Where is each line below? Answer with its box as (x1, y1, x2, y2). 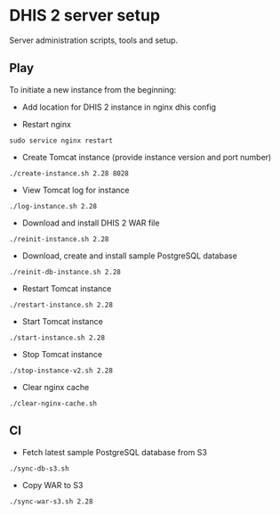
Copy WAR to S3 (21, 479, 84, 490)
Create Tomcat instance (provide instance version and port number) (21, 151, 272, 162)
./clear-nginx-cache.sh (9, 398, 98, 408)
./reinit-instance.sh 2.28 (9, 234, 109, 243)
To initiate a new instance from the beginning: (9, 84, 177, 94)
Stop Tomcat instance (21, 348, 103, 359)
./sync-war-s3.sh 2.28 (9, 496, 93, 506)
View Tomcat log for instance (21, 184, 130, 195)
